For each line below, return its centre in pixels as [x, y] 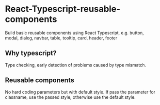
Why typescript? [31, 53]
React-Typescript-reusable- [63, 9]
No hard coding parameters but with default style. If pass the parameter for [80, 92]
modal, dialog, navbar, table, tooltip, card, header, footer [61, 38]
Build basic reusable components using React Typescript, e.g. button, [74, 33]
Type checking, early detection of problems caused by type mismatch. [76, 65]
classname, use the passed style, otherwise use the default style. [70, 97]
